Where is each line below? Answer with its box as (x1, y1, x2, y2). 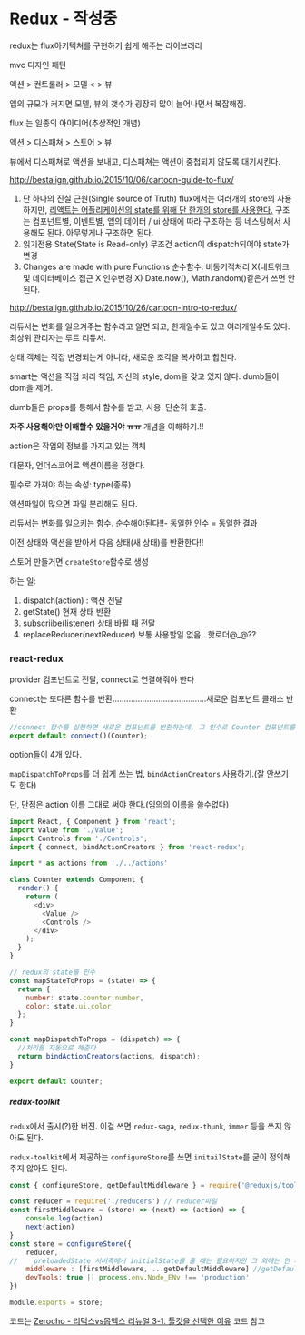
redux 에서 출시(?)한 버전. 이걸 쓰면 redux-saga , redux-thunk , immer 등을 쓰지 (9, 1120, 283, 1131)
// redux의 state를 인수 (9, 968, 96, 978)
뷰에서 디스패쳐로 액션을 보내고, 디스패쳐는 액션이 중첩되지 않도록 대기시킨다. (9, 156, 281, 166)
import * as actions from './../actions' (9, 858, 169, 868)
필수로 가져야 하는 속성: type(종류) (9, 478, 132, 489)
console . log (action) (25, 1214, 103, 1223)
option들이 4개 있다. (9, 748, 82, 759)
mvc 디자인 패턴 (9, 59, 66, 70)
